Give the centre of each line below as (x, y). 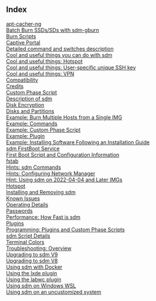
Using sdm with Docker (34, 267)
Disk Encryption (25, 104)
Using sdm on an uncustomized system (54, 292)
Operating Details (27, 204)
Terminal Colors (25, 242)
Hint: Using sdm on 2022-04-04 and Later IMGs (64, 180)
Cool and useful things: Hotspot (45, 61)
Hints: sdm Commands (34, 167)
